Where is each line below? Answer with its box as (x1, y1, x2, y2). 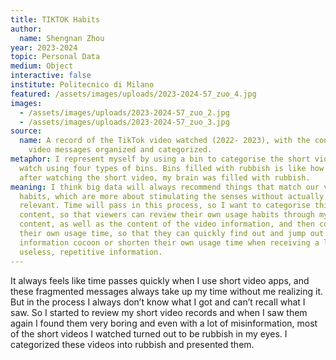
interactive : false (10, 71, 92, 81)
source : (10, 126, 43, 136)
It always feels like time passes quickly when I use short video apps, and (10, 274, 310, 286)
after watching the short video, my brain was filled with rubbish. (19, 172, 311, 183)
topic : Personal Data (10, 52, 101, 62)
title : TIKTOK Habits (10, 14, 101, 25)
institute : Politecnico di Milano (10, 80, 155, 90)
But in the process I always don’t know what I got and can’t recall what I (10, 296, 306, 308)
